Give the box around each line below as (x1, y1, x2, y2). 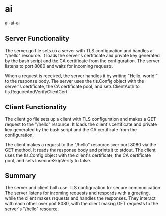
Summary (5, 171, 36, 180)
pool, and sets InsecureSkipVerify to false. (5, 157, 92, 163)
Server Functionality (5, 34, 70, 43)
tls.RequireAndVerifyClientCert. (5, 88, 69, 95)
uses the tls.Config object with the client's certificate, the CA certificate (5, 152, 151, 158)
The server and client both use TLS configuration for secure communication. (5, 185, 162, 191)
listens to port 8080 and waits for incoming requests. (5, 63, 113, 69)
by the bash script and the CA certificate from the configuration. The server (5, 58, 160, 64)
